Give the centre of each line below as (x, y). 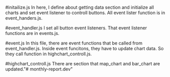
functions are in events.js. (32, 33)
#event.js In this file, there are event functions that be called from (74, 43)
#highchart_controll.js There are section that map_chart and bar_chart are (83, 64)
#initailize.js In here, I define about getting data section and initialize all (80, 7)
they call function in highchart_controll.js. (48, 54)
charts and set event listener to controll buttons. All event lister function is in (85, 13)
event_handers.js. (24, 18)
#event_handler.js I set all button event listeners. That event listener (76, 28)
